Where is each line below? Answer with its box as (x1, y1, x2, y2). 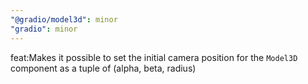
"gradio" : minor (10, 24, 78, 34)
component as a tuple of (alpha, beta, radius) (10, 62, 197, 74)
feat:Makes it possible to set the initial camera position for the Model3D (10, 51, 298, 63)
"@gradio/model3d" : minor (10, 14, 118, 25)
